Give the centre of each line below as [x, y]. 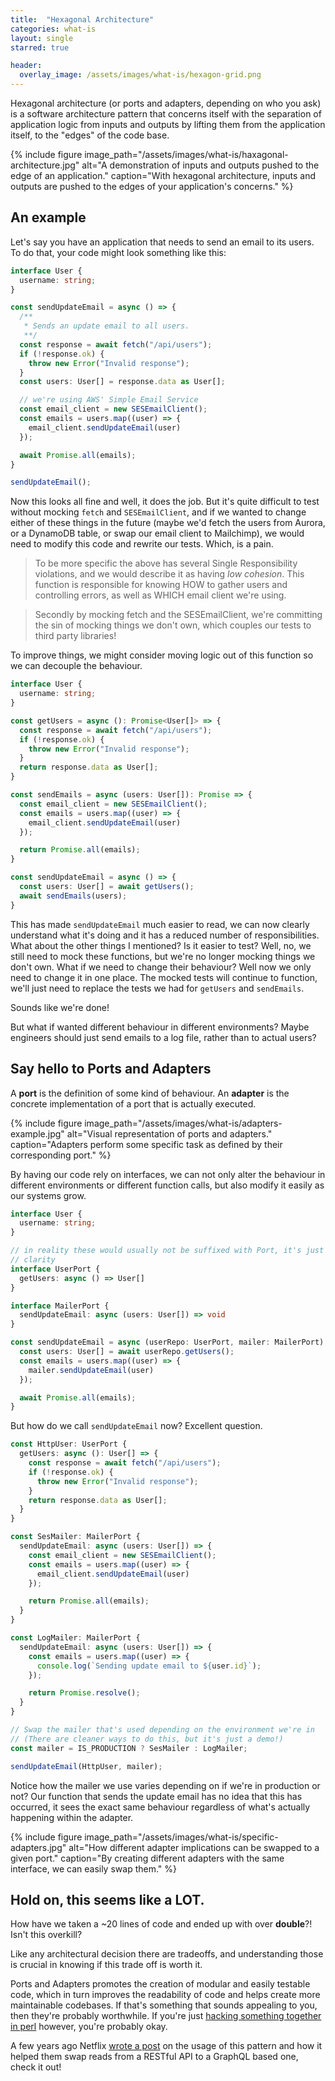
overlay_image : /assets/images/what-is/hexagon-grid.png [140, 75]
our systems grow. [48, 1195]
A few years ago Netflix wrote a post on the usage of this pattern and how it [166, 2046]
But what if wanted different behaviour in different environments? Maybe [160, 1027]
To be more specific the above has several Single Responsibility [166, 563]
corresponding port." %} [61, 1155]
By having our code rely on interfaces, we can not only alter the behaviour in [168, 1174]
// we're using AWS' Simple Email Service [109, 400]
